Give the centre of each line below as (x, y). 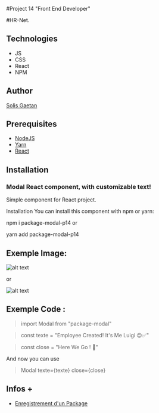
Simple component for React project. (51, 200)
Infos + (19, 389)
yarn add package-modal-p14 (43, 234)
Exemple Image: (37, 253)
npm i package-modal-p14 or (42, 223)
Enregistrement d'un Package (51, 403)
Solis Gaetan (22, 105)
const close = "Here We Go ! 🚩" (59, 347)
